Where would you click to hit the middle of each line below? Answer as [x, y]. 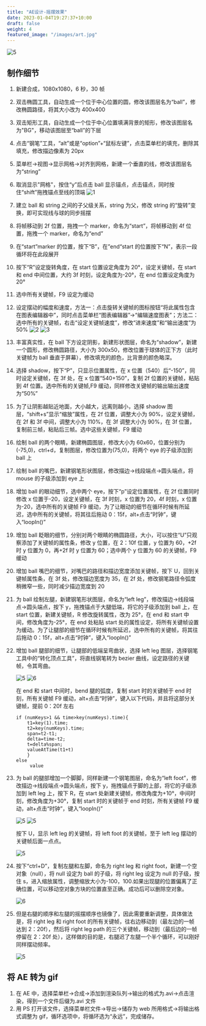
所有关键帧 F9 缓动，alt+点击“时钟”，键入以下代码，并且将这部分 [108, 698]
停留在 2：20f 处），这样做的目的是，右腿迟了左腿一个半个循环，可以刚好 [108, 937]
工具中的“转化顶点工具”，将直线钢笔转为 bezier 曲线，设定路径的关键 [103, 658]
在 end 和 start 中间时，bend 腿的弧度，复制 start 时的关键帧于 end [100, 691]
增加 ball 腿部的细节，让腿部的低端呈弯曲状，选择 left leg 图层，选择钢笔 [107, 650]
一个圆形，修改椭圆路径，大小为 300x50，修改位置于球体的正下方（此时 [107, 350]
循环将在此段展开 [37, 254]
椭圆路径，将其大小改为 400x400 [63, 109]
